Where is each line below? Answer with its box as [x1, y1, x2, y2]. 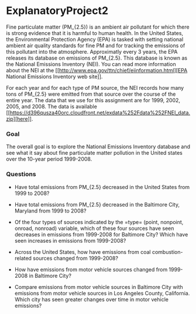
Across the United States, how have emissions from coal [14, 248, 151, 255]
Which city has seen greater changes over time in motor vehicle [14, 296, 169, 303]
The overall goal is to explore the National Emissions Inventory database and [6, 143, 191, 150]
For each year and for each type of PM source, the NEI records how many [6, 84, 184, 91]
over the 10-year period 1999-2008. [6, 156, 92, 163]
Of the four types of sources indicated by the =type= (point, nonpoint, [14, 218, 184, 225]
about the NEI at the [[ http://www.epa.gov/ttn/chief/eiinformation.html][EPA [6, 67, 188, 74]
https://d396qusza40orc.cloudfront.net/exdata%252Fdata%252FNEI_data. [9, 109, 191, 116]
